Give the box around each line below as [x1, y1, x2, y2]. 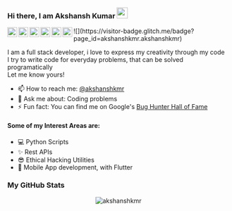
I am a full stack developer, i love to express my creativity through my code [7, 48, 225, 56]
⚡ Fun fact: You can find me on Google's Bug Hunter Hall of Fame [17, 103, 208, 111]
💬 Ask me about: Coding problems [17, 95, 118, 103]
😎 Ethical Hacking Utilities [17, 155, 95, 164]
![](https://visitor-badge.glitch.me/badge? [73, 27, 195, 35]
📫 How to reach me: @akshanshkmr [17, 84, 125, 93]
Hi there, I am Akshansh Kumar [7, 11, 116, 20]
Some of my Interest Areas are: [7, 121, 100, 129]
